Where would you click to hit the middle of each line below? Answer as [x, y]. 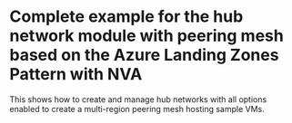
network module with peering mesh [146, 36]
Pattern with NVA [76, 75]
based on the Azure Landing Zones [144, 55]
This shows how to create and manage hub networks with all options [138, 99]
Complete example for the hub [126, 17]
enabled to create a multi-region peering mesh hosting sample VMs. [137, 109]
